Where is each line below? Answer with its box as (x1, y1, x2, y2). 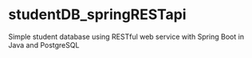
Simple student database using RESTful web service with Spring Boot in (8, 32, 245, 41)
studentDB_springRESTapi (8, 6, 187, 24)
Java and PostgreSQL (8, 40, 80, 49)
